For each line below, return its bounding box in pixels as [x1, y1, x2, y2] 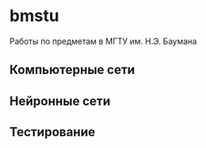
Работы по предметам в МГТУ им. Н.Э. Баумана [9, 36, 198, 47]
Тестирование [9, 124, 96, 140]
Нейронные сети [9, 93, 111, 109]
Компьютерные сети [9, 62, 135, 78]
